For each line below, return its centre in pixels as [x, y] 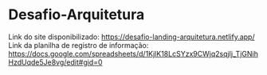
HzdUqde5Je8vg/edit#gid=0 [55, 62]
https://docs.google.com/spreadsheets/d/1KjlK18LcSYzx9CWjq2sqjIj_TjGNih [133, 53]
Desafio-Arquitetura [77, 15]
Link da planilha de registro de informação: [79, 45]
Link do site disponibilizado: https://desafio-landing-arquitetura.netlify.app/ [132, 37]
